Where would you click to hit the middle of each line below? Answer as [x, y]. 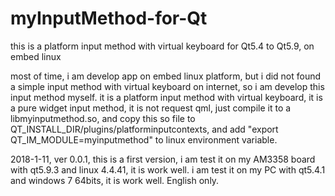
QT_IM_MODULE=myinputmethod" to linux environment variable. [144, 139]
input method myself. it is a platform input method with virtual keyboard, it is [166, 97]
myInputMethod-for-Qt [109, 18]
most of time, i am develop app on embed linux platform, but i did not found [166, 76]
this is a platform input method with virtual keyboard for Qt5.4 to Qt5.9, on [162, 46]
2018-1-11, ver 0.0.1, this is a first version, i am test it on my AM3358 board [163, 159]
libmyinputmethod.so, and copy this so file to [103, 118]
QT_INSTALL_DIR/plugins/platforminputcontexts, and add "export [144, 129]
